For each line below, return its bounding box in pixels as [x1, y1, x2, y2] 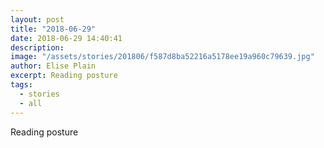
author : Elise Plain [10, 61, 97, 71]
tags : [10, 80, 33, 90]
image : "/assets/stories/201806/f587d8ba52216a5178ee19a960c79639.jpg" [10, 52, 315, 62]
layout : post [10, 14, 65, 25]
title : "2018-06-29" [10, 24, 97, 34]
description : [10, 42, 65, 53]
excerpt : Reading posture [10, 71, 118, 81]
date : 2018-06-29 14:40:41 [10, 33, 123, 43]
